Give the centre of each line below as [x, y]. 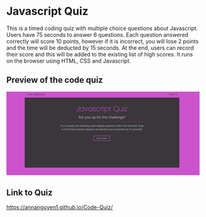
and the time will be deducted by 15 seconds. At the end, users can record [100, 48]
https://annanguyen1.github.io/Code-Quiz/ [60, 207]
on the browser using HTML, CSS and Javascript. [69, 61]
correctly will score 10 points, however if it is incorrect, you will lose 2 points [103, 41]
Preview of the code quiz [55, 80]
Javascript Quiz [48, 11]
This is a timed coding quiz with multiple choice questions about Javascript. [102, 28]
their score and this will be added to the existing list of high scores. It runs [100, 54]
